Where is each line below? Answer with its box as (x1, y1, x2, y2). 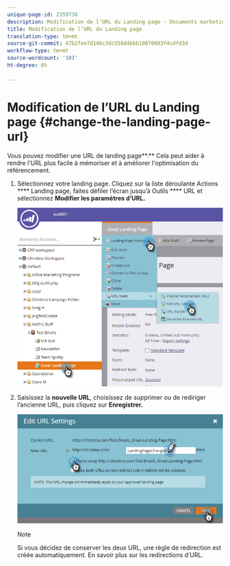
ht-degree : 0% (7, 62, 48, 69)
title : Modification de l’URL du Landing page (7, 25, 142, 32)
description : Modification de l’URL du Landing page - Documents (7, 18, 197, 25)
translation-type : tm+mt (7, 33, 78, 40)
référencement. (7, 166, 51, 174)
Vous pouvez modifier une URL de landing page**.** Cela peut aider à (7, 151, 205, 159)
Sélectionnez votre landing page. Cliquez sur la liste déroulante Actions (16, 179, 218, 188)
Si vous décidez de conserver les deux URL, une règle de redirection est (16, 543, 221, 552)
